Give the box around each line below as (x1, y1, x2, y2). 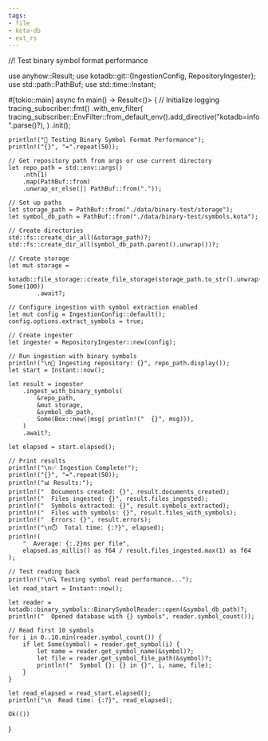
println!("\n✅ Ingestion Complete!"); (8, 464, 139, 472)
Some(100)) (8, 282, 45, 291)
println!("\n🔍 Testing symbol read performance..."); (8, 576, 193, 584)
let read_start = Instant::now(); (8, 585, 124, 593)
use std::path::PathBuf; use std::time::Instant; (8, 80, 156, 89)
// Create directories (8, 227, 84, 235)
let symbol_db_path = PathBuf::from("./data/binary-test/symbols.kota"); (8, 213, 259, 221)
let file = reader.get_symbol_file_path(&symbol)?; (37, 655, 213, 663)
